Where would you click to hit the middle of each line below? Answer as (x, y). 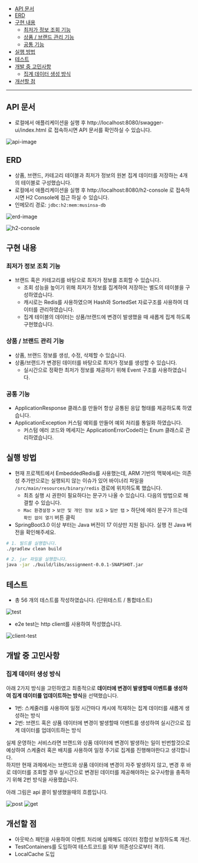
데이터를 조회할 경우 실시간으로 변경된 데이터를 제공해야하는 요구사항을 (93, 772)
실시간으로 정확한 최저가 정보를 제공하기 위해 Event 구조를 (90, 370)
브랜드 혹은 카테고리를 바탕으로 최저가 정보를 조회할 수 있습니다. (88, 280)
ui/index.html (30, 130)
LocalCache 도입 (34, 854)
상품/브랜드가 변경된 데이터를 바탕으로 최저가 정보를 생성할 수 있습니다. (96, 362)
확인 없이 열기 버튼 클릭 (49, 517)
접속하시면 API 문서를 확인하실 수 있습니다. (103, 130)
